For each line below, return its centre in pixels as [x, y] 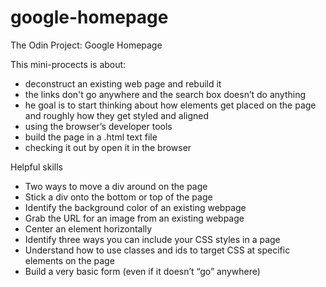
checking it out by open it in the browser [108, 147]
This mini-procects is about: [68, 64]
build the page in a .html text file [91, 137]
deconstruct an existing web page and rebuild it [123, 83]
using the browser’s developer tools [98, 126]
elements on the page [69, 260]
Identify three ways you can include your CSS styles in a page [152, 239]
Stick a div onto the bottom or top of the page [118, 197]
